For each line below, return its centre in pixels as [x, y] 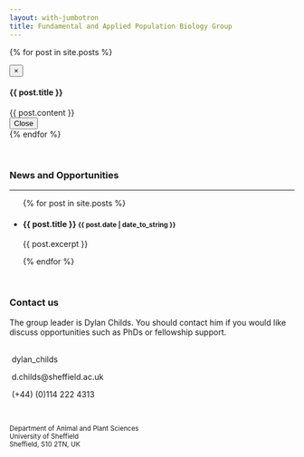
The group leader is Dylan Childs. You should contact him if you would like [148, 322]
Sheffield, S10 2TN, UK [45, 444]
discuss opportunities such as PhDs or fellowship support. [118, 332]
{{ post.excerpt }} [55, 244]
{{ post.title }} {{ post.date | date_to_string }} [99, 224]
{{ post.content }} [42, 112]
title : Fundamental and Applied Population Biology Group [121, 26]
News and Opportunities [64, 175]
